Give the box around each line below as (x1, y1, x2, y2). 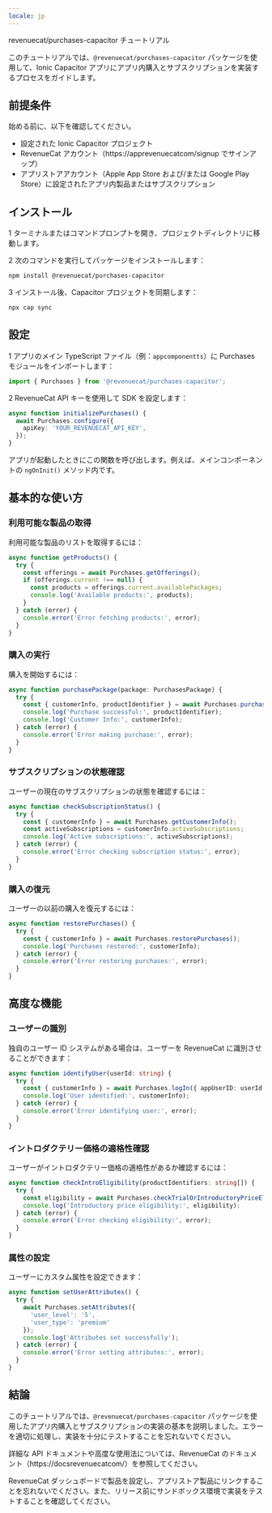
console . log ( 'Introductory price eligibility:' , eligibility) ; (23, 1201, 241, 1209)
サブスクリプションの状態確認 (8, 766, 125, 778)
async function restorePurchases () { (8, 920, 136, 928)
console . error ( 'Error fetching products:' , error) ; (23, 613, 201, 622)
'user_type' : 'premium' (29, 1318, 111, 1327)
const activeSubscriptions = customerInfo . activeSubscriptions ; (23, 825, 244, 833)
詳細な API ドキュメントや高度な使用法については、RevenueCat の (8, 1448, 229, 1458)
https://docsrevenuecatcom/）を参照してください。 (29, 1459, 202, 1468)
